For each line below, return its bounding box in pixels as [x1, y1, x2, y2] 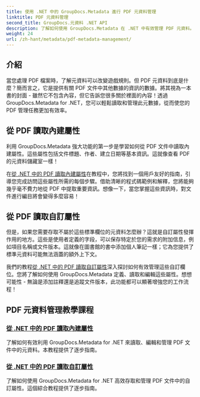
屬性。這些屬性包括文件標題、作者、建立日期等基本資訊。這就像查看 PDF [11, 150, 190, 157]
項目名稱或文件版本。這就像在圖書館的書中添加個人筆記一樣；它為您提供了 [11, 243, 194, 251]
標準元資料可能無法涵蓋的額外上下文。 [6, 251, 100, 258]
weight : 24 [6, 31, 33, 37]
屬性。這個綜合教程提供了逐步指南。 [11, 385, 100, 392]
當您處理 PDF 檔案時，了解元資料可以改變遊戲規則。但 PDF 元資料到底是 [6, 77, 184, 84]
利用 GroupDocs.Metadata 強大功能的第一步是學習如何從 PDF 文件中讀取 [6, 142, 185, 149]
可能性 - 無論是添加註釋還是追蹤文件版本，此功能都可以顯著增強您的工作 [6, 278, 184, 286]
